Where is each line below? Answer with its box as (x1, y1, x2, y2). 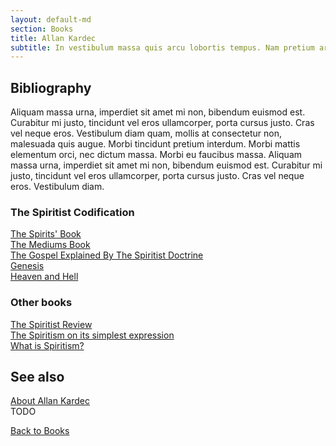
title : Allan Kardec (10, 33, 97, 43)
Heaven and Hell (10, 271, 79, 283)
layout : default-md (10, 14, 92, 25)
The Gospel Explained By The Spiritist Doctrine (10, 249, 204, 261)
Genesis (10, 260, 45, 272)
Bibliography (10, 79, 92, 96)
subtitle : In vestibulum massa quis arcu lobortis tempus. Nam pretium (10, 42, 315, 53)
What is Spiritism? (10, 339, 85, 351)
